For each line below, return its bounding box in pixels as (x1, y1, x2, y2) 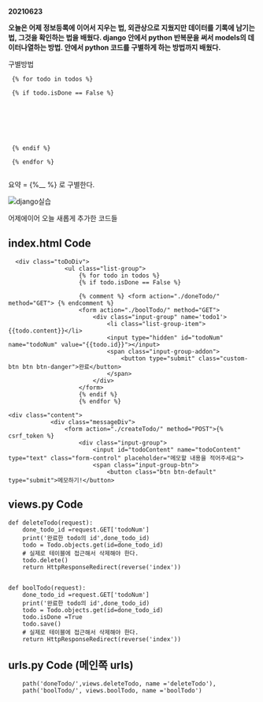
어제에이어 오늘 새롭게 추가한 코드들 (8, 213, 118, 223)
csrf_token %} (8, 432, 55, 440)
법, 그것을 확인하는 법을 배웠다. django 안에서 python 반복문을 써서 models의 (8, 33, 246, 42)
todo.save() (22, 620, 61, 628)
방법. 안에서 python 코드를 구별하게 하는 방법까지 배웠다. (47, 43, 221, 52)
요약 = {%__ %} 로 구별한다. (8, 180, 95, 189)
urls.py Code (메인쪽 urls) (8, 659, 134, 672)
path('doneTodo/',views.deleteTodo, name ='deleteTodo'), (22, 680, 217, 688)
